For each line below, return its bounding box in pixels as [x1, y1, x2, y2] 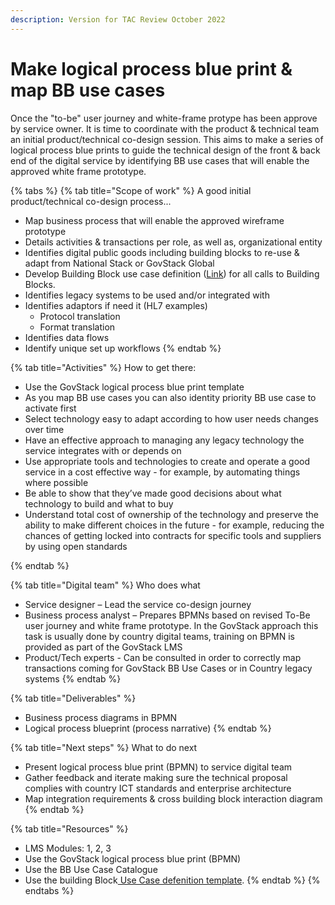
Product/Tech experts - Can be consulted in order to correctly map [24, 651, 302, 663]
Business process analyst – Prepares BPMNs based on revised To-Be [24, 609, 311, 621]
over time [24, 423, 65, 435]
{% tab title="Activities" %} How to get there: [10, 361, 197, 373]
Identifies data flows [24, 331, 110, 343]
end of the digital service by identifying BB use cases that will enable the [10, 154, 310, 166]
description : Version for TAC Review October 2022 [10, 14, 226, 25]
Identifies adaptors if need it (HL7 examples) [24, 299, 208, 311]
